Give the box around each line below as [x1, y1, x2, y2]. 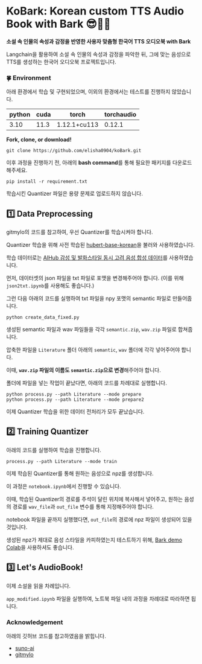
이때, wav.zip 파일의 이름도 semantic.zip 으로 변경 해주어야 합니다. [6, 366, 161, 374]
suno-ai [14, 644, 34, 651]
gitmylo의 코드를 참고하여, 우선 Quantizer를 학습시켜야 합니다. [6, 228, 153, 236]
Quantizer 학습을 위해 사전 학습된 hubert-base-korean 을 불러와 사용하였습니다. [6, 241, 195, 249]
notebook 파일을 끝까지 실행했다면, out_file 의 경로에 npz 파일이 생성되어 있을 [6, 516, 192, 523]
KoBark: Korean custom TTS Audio [6, 4, 185, 18]
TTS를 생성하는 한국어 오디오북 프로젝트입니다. [6, 58, 116, 65]
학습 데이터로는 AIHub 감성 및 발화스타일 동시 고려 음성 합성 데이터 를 [6, 254, 168, 261]
